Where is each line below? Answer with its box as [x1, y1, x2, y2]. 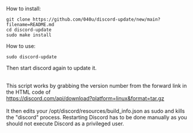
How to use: [6, 43, 36, 49]
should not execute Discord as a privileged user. [6, 120, 125, 127]
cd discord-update [6, 27, 52, 33]
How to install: [6, 5, 42, 12]
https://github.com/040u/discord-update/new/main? [32, 17, 161, 23]
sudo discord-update [6, 54, 58, 60]
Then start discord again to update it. [6, 65, 97, 71]
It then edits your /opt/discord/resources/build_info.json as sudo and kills [6, 107, 185, 115]
